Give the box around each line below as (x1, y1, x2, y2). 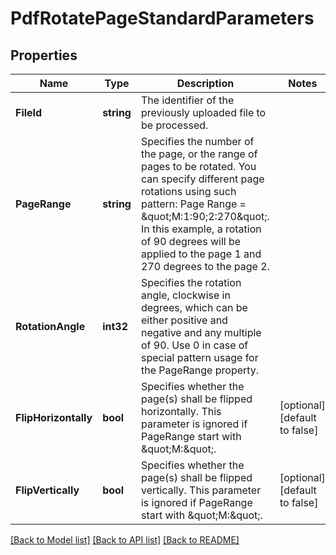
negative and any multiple (140, 326, 262, 339)
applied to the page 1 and (140, 247, 262, 261)
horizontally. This (140, 405, 222, 418)
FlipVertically (15, 483, 80, 497)
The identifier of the (140, 93, 235, 107)
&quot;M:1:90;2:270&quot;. (140, 210, 270, 223)
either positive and (140, 313, 228, 327)
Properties (10, 47, 78, 64)
